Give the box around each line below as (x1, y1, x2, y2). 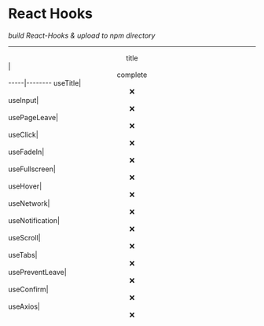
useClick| (8, 130, 39, 139)
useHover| (8, 181, 42, 191)
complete (116, 70, 148, 79)
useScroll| (8, 233, 41, 242)
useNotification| (8, 215, 60, 225)
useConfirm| (8, 284, 49, 294)
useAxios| (8, 302, 41, 311)
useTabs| (8, 250, 38, 259)
